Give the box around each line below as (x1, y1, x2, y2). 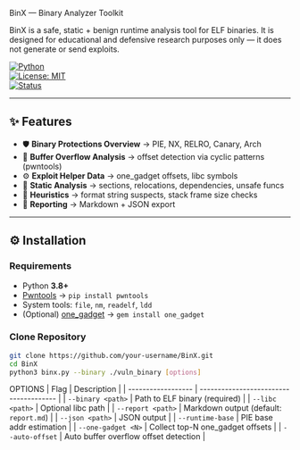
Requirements (9, 260, 72, 272)
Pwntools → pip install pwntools (21, 289, 149, 300)
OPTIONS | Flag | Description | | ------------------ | (9, 384, 198, 395)
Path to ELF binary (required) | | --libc (134, 393, 277, 404)
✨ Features (9, 114, 72, 129)
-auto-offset (9, 433, 58, 442)
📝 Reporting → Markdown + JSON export (21, 198, 176, 209)
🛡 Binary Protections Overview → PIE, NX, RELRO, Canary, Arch (21, 138, 262, 149)
